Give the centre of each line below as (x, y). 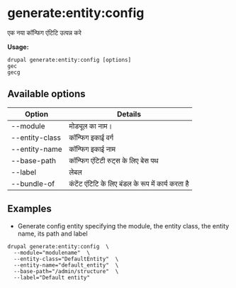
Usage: (18, 47)
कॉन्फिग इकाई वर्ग (91, 138)
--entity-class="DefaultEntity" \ (66, 259)
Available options (47, 94)
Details (129, 113)
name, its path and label (52, 233)
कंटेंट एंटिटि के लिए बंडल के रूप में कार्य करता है (129, 184)
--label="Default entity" (52, 277)
